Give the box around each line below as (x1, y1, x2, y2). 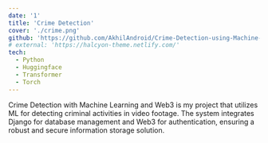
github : (8, 33, 34, 42)
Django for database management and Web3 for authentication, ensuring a (8, 117, 255, 126)
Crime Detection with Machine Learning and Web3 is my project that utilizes (8, 100, 258, 110)
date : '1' (8, 11, 41, 20)
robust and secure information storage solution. (8, 125, 165, 135)
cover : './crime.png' (8, 26, 81, 34)
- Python (15, 56, 45, 64)
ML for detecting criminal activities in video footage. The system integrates (8, 108, 255, 118)
